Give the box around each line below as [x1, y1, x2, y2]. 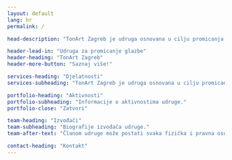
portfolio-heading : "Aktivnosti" [7, 92, 104, 99]
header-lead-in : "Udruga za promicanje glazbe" [7, 48, 147, 55]
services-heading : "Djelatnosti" [7, 73, 104, 80]
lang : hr [7, 17, 32, 23]
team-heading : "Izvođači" [7, 117, 81, 124]
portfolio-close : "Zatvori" [7, 105, 88, 112]
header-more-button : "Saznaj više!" [7, 61, 113, 68]
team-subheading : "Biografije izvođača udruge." [7, 123, 150, 131]
